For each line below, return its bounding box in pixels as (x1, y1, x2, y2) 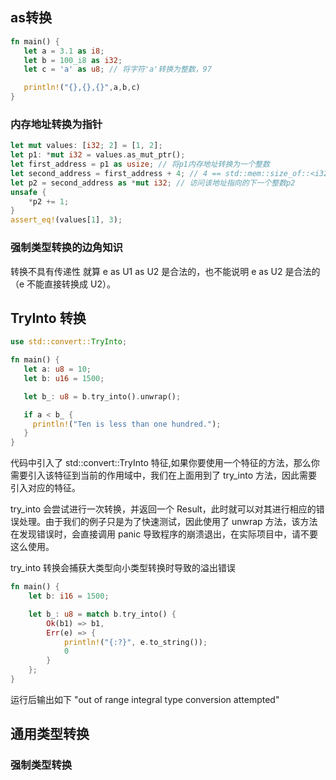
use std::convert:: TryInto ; (10, 337, 128, 347)
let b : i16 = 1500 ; (28, 591, 110, 602)
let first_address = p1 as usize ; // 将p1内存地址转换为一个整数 (10, 159, 270, 170)
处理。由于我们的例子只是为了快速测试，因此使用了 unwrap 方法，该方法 (18, 516, 318, 528)
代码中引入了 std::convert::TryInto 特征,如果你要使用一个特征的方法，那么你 (10, 457, 320, 469)
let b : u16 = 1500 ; (23, 373, 105, 383)
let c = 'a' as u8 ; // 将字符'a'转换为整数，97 (23, 64, 212, 75)
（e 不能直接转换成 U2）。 (10, 278, 116, 290)
